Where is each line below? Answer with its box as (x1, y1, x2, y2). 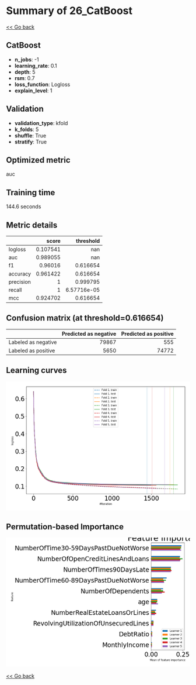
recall (8, 287, 22, 293)
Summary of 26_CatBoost (6, 4, 133, 18)
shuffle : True (14, 132, 47, 139)
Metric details (6, 220, 58, 230)
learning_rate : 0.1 (14, 62, 57, 69)
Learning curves (6, 366, 67, 376)
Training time (6, 187, 55, 197)
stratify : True (14, 138, 47, 145)
